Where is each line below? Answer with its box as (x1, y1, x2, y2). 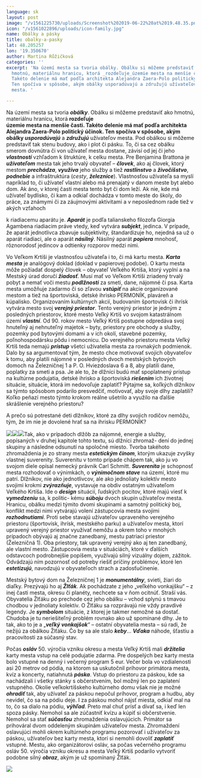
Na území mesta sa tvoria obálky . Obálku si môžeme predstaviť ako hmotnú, (6, 109, 195, 116)
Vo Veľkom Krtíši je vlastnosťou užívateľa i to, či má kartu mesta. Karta (6, 253, 181, 260)
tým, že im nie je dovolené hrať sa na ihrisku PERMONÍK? (6, 418, 147, 425)
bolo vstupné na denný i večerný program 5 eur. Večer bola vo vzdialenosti (6, 658, 191, 665)
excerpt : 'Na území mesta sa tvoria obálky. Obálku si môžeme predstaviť (6, 64, 194, 71)
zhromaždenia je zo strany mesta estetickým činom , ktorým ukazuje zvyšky (6, 449, 195, 457)
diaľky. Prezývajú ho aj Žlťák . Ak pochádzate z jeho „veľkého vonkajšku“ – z (6, 582, 193, 589)
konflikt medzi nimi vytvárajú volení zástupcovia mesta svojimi (6, 507, 160, 514)
